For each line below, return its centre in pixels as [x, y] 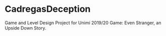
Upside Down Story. [25, 28]
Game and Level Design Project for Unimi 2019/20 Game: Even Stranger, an [83, 23]
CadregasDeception [48, 9]
